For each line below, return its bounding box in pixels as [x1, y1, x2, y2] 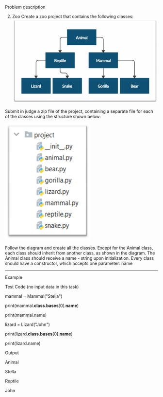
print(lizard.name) [5, 341, 41, 346]
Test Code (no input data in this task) [5, 284, 79, 290]
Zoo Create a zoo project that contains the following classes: [12, 14, 134, 19]
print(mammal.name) [5, 312, 47, 318]
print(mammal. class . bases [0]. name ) [5, 303, 79, 308]
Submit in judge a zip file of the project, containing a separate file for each [5, 108, 154, 114]
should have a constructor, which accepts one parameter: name [5, 260, 133, 267]
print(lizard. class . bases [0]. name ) [5, 331, 73, 337]
